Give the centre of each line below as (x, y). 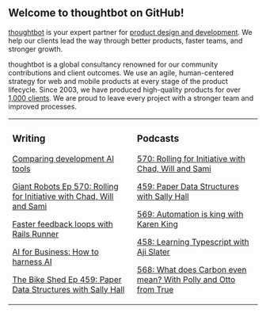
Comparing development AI (63, 158)
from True (156, 289)
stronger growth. (36, 49)
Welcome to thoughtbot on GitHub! (96, 13)
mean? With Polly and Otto (186, 279)
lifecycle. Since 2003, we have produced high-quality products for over (125, 90)
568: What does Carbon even (192, 269)
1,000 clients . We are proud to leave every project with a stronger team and (131, 97)
